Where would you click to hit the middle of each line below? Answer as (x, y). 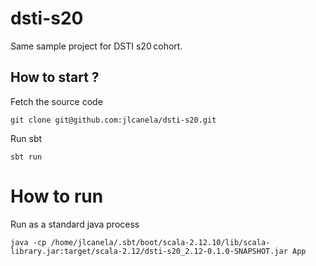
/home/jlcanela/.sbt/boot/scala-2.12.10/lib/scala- (160, 242)
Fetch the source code (56, 101)
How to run (57, 196)
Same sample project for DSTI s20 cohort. (96, 46)
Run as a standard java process (75, 224)
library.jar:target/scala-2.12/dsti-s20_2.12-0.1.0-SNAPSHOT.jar (149, 251)
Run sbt (26, 138)
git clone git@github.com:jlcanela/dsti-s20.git (113, 120)
